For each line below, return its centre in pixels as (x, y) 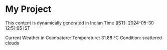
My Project (28, 9)
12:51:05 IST (18, 28)
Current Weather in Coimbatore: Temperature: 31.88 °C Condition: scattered (83, 38)
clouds (12, 43)
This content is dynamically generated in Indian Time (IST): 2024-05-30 (79, 23)
